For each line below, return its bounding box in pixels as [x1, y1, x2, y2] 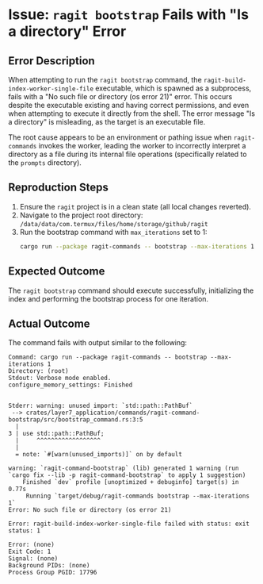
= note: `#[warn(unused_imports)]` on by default [15, 451, 182, 459]
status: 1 [8, 527, 41, 535]
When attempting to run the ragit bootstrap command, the [8, 75, 202, 84]
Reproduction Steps [8, 181, 109, 194]
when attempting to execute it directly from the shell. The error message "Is [8, 109, 256, 118]
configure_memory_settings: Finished [8, 381, 133, 390]
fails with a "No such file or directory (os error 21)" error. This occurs [8, 92, 233, 101]
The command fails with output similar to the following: [8, 338, 188, 348]
